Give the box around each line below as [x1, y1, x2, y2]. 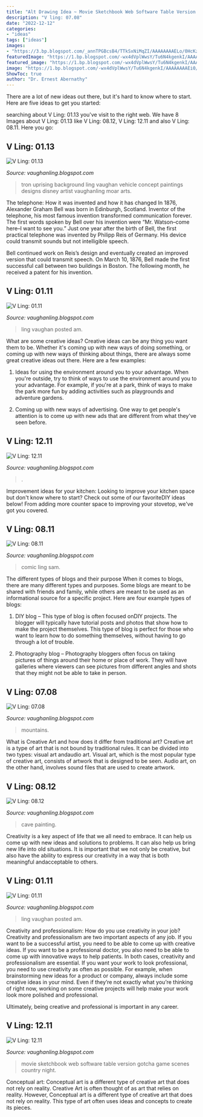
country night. [21, 1066, 56, 1073]
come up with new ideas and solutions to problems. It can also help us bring [6, 839, 196, 846]
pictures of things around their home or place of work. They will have [14, 657, 187, 664]
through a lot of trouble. [14, 639, 74, 646]
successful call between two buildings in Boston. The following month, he [6, 262, 190, 269]
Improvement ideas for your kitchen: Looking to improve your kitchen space [6, 487, 195, 495]
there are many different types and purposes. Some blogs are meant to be [6, 582, 192, 589]
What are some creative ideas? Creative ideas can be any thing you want [6, 337, 188, 345]
